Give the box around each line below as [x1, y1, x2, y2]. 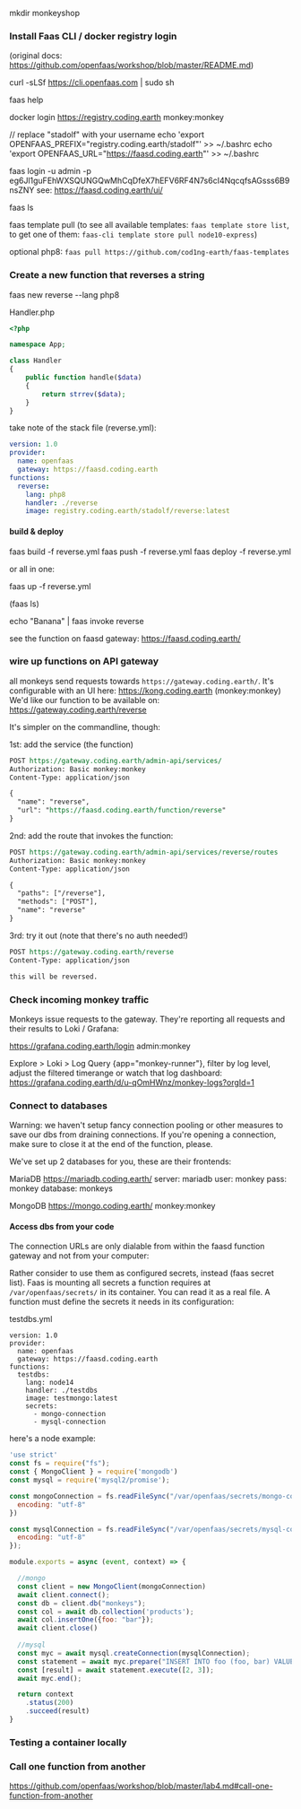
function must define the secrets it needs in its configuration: [9, 1296, 235, 1308]
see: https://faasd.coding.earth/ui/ [36, 185, 163, 196]
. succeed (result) [25, 1707, 90, 1716]
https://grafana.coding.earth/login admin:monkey [9, 1040, 191, 1051]
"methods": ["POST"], [17, 897, 99, 907]
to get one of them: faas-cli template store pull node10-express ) [9, 229, 258, 240]
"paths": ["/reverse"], [17, 889, 106, 898]
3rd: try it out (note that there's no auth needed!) [9, 930, 188, 941]
